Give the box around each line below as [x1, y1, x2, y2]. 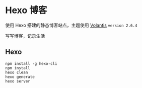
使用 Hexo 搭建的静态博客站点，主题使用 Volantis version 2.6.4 [5, 22, 137, 28]
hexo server [5, 78, 30, 83]
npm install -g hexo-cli [5, 61, 57, 66]
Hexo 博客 [5, 5, 47, 16]
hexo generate [5, 74, 35, 79]
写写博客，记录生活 [5, 33, 45, 39]
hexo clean [5, 70, 28, 75]
